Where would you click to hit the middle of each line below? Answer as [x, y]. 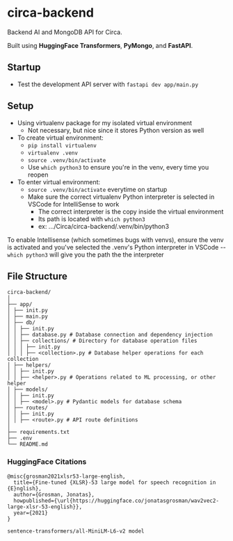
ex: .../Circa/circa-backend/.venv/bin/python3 [103, 226]
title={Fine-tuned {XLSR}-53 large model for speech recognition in [115, 482]
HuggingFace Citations [47, 462]
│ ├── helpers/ [29, 365]
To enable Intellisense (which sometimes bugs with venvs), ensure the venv [115, 240]
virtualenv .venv [53, 153]
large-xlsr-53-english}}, [45, 507]
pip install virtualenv [62, 145]
